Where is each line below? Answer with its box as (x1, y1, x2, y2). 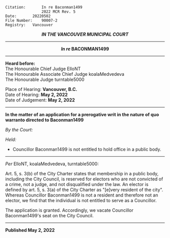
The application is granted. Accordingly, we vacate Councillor (5, 207, 134, 213)
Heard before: (5, 61, 35, 66)
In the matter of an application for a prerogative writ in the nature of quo (5, 112, 159, 117)
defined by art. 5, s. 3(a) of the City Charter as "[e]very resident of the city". (5, 187, 163, 193)
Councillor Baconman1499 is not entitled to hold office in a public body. (12, 147, 161, 152)
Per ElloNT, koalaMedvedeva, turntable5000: (5, 161, 99, 167)
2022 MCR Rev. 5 (41, 9, 76, 14)
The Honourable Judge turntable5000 (5, 76, 84, 82)
